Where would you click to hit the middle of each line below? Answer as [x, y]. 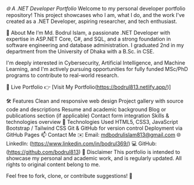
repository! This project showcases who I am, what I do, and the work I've [96, 15]
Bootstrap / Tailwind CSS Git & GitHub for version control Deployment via [94, 128]
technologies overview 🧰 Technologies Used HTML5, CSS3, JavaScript [92, 122]
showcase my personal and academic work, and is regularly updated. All [94, 158]
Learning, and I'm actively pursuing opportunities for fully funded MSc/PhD [97, 69]
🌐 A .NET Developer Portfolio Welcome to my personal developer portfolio [96, 9]
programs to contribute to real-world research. [63, 75]
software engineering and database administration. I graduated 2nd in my [95, 45]
